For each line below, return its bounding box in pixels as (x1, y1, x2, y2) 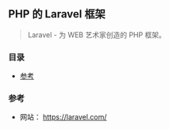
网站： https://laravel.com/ (19, 112, 107, 122)
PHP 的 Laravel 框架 (8, 7, 106, 21)
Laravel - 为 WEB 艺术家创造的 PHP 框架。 (27, 30, 167, 40)
